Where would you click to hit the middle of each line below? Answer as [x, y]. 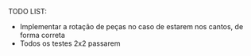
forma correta [42, 35]
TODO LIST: [28, 11]
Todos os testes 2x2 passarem [70, 43]
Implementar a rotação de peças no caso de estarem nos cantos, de [131, 26]
